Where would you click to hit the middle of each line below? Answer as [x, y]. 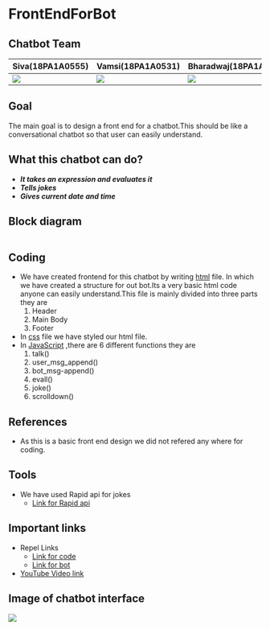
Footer [43, 328]
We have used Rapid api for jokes [75, 494]
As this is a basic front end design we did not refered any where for [131, 441]
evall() [43, 380]
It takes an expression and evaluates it [86, 179]
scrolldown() [53, 397]
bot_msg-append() [63, 371]
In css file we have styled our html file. [84, 337]
